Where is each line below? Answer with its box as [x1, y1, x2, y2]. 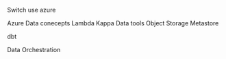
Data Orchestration [7, 46, 61, 54]
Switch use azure [7, 6, 56, 14]
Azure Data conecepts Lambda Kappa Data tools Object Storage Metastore [7, 19, 219, 27]
